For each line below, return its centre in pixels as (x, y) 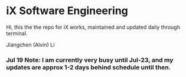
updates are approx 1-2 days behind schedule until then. (89, 67)
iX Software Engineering (67, 11)
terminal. (17, 33)
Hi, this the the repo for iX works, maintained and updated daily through (93, 27)
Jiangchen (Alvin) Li (30, 45)
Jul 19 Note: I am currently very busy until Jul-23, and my (90, 60)
